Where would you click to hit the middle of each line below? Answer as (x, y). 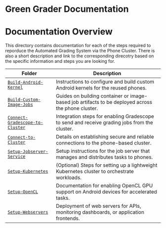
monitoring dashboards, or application (100, 212)
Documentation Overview (59, 32)
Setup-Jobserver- (28, 152)
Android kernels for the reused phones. (101, 88)
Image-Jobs (20, 105)
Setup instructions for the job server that (103, 151)
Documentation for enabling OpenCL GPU (104, 185)
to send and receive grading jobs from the (104, 123)
